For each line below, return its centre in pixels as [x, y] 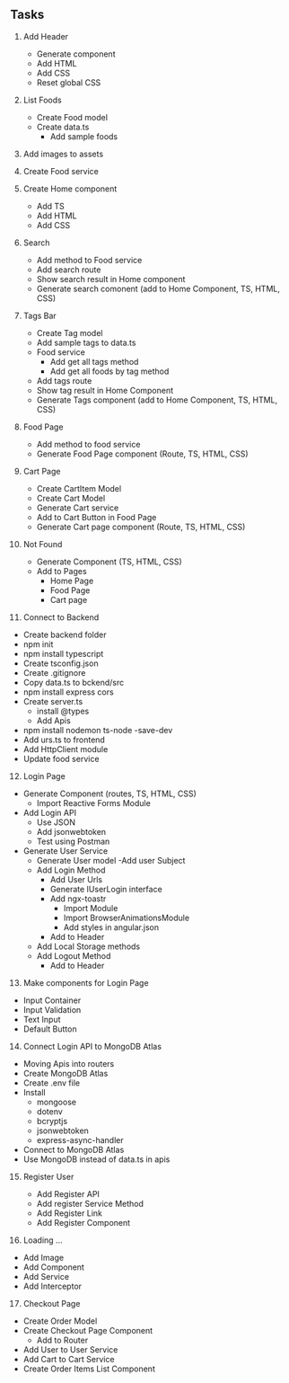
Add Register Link [69, 1213]
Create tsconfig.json [61, 663]
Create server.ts [53, 701]
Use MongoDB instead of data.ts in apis [96, 1159]
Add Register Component [83, 1222]
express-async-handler [80, 1139]
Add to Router [62, 1340]
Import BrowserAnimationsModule [127, 918]
